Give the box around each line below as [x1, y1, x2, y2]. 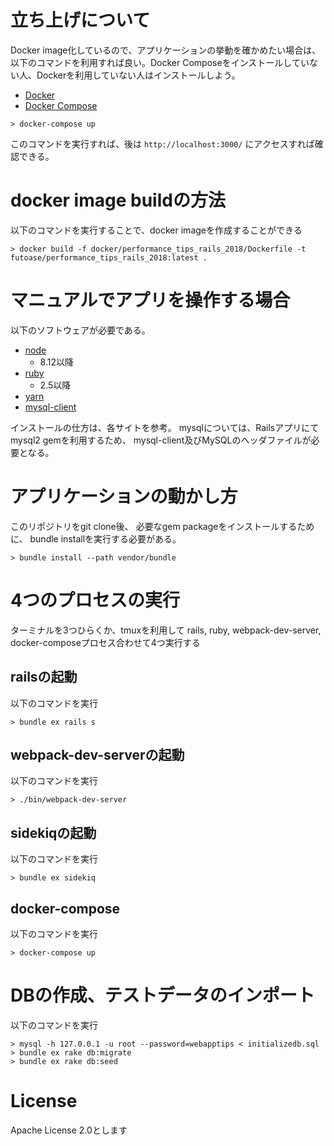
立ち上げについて [10, 9, 151, 32]
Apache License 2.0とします [10, 1124, 128, 1136]
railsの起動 [10, 669, 78, 686]
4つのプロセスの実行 [10, 589, 180, 611]
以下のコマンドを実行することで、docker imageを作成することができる [10, 224, 303, 236]
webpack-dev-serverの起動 [10, 746, 185, 763]
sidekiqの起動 [10, 824, 97, 841]
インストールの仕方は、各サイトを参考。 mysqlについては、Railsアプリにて [10, 421, 320, 433]
